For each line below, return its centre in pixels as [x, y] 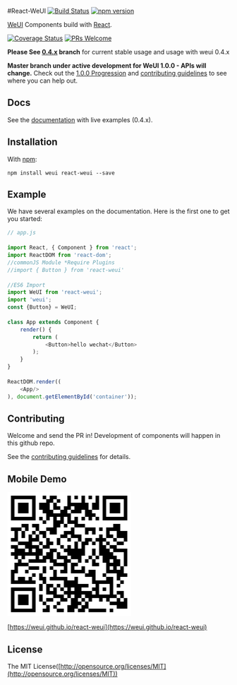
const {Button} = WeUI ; [42, 307]
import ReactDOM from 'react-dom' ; [60, 255]
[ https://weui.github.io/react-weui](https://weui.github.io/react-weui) [107, 627]
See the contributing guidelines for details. [69, 457]
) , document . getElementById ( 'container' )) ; [72, 397]
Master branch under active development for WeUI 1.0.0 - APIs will [107, 66]
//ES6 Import [26, 285]
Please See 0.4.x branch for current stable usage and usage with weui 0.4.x [119, 52]
